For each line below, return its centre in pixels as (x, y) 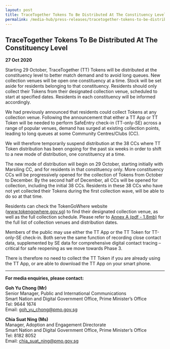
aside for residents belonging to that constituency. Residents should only (81, 86)
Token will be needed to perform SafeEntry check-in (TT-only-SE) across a (83, 123)
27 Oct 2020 (19, 60)
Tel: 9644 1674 (21, 304)
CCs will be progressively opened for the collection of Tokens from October (84, 175)
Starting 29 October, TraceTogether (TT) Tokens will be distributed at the (81, 70)
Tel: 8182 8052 (21, 336)
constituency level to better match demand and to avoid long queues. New (83, 75)
